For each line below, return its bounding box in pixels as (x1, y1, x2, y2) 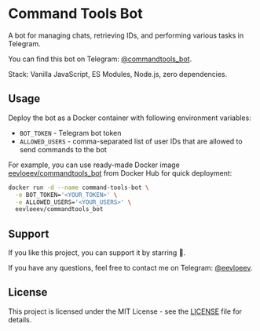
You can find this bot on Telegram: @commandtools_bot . (8, 54, 192, 64)
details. (8, 315, 32, 324)
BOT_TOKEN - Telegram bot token (19, 128, 122, 137)
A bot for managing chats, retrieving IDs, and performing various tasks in (8, 31, 244, 40)
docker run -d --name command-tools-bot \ (8, 184, 149, 191)
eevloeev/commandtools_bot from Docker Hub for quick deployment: (8, 168, 233, 177)
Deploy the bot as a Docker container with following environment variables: (8, 113, 251, 122)
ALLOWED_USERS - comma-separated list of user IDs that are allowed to (19, 136, 243, 146)
